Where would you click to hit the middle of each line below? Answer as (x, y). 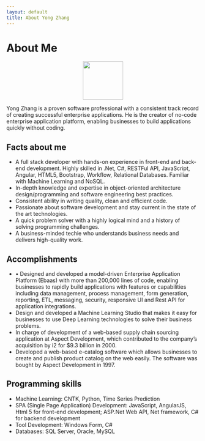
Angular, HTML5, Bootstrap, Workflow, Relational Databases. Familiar (102, 175)
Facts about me (36, 147)
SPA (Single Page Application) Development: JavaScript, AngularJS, (101, 405)
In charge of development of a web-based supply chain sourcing (97, 332)
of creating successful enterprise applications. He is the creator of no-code (102, 115)
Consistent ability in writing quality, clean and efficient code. (91, 201)
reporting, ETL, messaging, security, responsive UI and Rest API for (100, 300)
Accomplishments (42, 259)
